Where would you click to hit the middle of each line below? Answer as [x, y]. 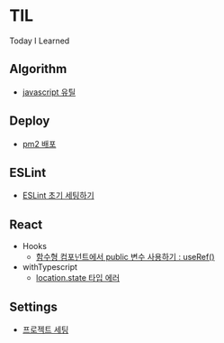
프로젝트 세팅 [45, 329]
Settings [34, 306]
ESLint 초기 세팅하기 [58, 196]
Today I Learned [40, 41]
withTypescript [50, 267]
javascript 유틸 [49, 92]
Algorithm [38, 69]
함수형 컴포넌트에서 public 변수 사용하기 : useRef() [125, 257]
